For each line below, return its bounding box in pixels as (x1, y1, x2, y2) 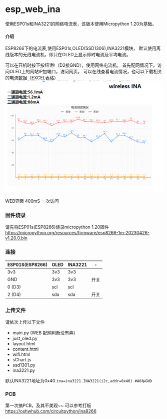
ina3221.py (12, 367, 35, 373)
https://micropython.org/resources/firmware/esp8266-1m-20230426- (5, 230, 150, 236)
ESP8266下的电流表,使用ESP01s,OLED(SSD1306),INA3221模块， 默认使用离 (5, 45, 161, 51)
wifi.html (12, 351, 30, 357)
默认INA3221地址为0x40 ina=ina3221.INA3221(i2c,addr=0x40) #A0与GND (5, 377, 152, 383)
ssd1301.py (12, 362, 36, 368)
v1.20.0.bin (5, 235, 28, 241)
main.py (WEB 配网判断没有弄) (12, 330, 75, 336)
